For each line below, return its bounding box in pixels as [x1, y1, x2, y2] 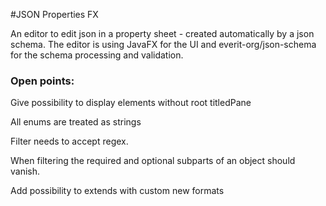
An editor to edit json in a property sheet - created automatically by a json [10, 28, 315, 39]
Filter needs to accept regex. [10, 135, 129, 148]
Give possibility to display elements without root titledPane [10, 97, 252, 109]
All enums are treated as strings [10, 116, 142, 128]
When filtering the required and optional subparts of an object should [10, 155, 296, 167]
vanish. [10, 165, 41, 178]
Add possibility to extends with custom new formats [10, 185, 225, 197]
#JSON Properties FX [10, 9, 99, 20]
